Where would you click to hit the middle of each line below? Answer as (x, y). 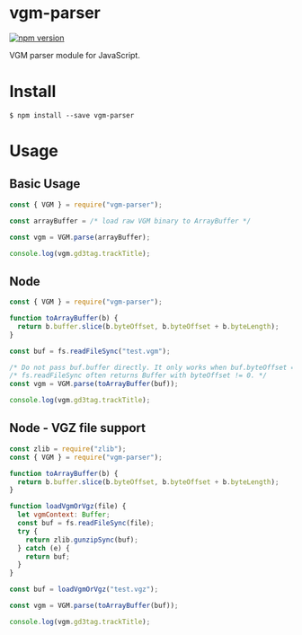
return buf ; (48, 556)
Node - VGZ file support (78, 428)
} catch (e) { (44, 548)
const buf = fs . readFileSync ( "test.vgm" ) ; (90, 351)
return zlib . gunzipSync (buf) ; (82, 540)
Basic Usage (45, 184)
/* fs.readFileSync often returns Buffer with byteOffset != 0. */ (138, 375)
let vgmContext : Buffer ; (64, 515)
